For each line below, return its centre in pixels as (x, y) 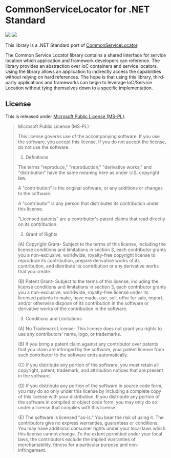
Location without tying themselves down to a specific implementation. (79, 88)
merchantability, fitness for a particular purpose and (73, 445)
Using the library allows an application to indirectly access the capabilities (83, 71)
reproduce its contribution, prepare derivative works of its (79, 260)
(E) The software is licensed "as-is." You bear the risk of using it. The (91, 417)
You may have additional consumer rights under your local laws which (92, 428)
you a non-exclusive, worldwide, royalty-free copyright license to (87, 255)
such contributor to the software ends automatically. (73, 355)
